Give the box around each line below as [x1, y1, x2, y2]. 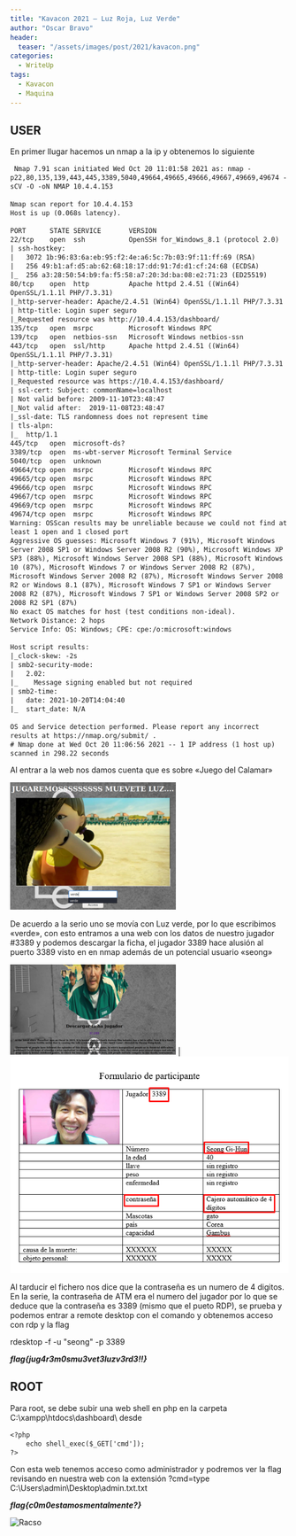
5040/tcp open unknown [10, 457, 102, 466]
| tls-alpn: [10, 422, 54, 431]
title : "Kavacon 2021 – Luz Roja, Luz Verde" [10, 14, 180, 23]
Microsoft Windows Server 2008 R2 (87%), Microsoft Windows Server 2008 [10, 572, 284, 581]
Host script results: [10, 643, 90, 652]
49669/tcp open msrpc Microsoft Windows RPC [10, 501, 213, 510]
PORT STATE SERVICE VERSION [10, 227, 157, 236]
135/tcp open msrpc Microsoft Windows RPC [10, 324, 213, 333]
